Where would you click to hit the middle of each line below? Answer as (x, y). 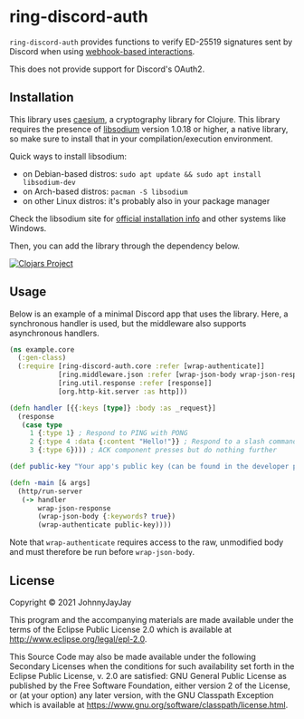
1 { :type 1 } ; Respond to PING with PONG (109, 433)
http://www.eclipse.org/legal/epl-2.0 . (78, 639)
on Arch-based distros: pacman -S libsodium (105, 191)
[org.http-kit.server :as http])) (123, 392)
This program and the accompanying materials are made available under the (152, 620)
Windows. (28, 228)
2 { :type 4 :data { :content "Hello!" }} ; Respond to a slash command (163, 442)
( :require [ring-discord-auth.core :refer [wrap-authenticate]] (141, 366)
